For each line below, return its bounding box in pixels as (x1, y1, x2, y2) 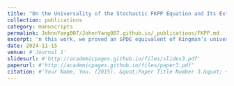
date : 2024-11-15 (7, 42, 58, 49)
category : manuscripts (7, 23, 73, 30)
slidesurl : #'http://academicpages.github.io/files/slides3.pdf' (7, 55, 201, 62)
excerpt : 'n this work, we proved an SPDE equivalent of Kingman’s (7, 36, 208, 43)
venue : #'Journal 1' (7, 49, 68, 56)
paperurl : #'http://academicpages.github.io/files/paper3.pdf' (7, 62, 195, 69)
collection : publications (7, 17, 82, 24)
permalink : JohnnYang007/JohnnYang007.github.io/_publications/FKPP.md (7, 29, 219, 37)
